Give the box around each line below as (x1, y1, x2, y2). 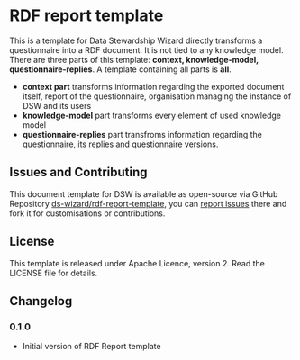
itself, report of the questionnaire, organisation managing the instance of (22, 91, 292, 102)
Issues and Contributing (9, 165, 148, 180)
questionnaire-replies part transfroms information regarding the (22, 129, 263, 139)
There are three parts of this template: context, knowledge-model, (9, 54, 259, 65)
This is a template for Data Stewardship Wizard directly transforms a (9, 35, 263, 46)
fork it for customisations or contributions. (9, 208, 166, 219)
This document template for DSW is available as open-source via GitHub (9, 188, 278, 199)
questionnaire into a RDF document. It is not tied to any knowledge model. (9, 44, 284, 55)
